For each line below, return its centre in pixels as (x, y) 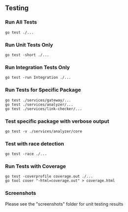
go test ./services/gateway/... (38, 100)
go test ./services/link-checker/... (44, 109)
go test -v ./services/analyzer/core (44, 131)
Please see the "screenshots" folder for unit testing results (64, 204)
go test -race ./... (26, 154)
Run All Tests (21, 22)
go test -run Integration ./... (38, 78)
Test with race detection (35, 143)
